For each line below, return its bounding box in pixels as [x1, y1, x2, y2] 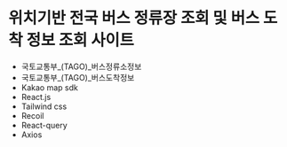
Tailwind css [20, 101, 68, 112]
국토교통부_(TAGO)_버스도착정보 [20, 72, 135, 82]
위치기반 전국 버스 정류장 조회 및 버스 [8, 8, 259, 28]
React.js [20, 91, 52, 102]
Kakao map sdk [20, 81, 79, 93]
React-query [20, 120, 68, 130]
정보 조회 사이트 [26, 30, 134, 50]
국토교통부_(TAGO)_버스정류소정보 [20, 61, 142, 72]
